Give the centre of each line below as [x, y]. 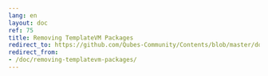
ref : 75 [21, 30]
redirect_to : [30, 45]
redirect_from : [33, 52]
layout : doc [28, 23]
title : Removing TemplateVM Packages [71, 38]
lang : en [23, 15]
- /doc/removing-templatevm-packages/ [73, 60]
